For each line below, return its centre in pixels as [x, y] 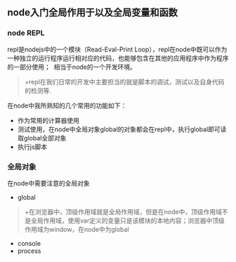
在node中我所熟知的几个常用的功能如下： [67, 105]
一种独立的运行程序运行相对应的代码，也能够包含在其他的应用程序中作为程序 [118, 58]
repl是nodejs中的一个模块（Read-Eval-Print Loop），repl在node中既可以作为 [117, 49]
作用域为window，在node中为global [77, 229]
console [29, 243]
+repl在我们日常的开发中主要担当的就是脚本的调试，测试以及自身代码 [124, 81]
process [29, 251]
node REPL [26, 33]
